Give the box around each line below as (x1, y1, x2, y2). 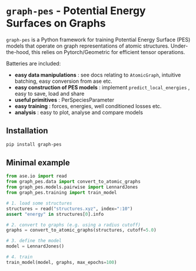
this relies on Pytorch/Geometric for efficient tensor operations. (31, 48, 185, 55)
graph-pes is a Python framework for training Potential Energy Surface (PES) (6, 36, 191, 43)
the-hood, (6, 48, 31, 55)
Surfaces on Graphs (6, 16, 106, 30)
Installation (6, 126, 48, 136)
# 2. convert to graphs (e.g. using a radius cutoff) (6, 222, 141, 227)
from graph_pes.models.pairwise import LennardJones (6, 184, 138, 190)
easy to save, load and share (14, 90, 85, 97)
